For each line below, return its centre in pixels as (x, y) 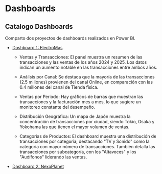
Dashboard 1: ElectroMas (37, 48)
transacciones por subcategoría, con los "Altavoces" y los (78, 152)
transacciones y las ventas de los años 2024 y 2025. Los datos (83, 62)
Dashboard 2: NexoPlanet (38, 166)
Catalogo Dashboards (39, 27)
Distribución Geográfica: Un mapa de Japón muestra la (75, 116)
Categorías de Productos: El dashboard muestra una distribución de (88, 136)
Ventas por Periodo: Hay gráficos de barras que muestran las (81, 97)
